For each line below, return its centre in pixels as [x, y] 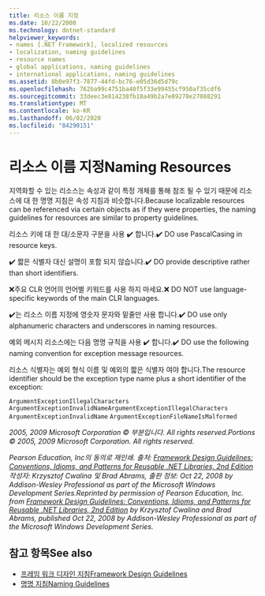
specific [22, 298]
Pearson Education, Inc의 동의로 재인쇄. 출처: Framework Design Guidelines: [131, 457]
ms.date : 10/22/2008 [43, 23]
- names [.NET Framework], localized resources [89, 45]
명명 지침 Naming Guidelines [65, 583]
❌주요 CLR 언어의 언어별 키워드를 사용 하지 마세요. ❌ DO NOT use [110, 289]
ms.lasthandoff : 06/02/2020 [55, 118]
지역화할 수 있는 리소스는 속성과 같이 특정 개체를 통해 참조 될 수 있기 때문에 [123, 190]
